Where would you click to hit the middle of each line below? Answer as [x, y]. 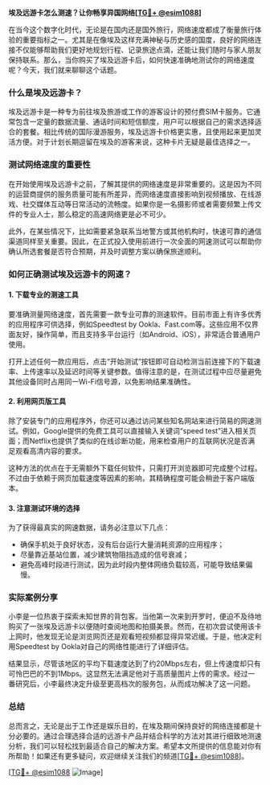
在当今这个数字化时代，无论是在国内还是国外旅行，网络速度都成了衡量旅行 [131, 30]
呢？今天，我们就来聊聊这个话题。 [65, 70]
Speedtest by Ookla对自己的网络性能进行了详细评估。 [104, 647]
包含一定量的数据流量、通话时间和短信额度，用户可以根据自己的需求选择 [135, 122]
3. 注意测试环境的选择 [44, 508]
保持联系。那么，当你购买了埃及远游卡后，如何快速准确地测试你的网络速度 [131, 60]
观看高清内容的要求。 [50, 450]
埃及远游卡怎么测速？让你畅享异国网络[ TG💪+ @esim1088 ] [105, 12]
